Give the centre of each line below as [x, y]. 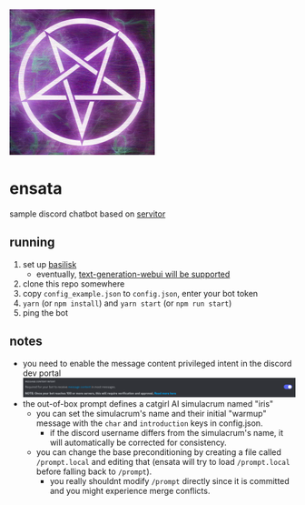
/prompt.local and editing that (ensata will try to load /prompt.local [163, 462]
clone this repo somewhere [74, 283]
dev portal [42, 373]
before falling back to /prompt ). [94, 471]
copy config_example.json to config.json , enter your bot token [140, 293]
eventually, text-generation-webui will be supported [133, 274]
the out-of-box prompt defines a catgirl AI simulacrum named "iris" [148, 404]
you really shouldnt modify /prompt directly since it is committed [170, 481]
